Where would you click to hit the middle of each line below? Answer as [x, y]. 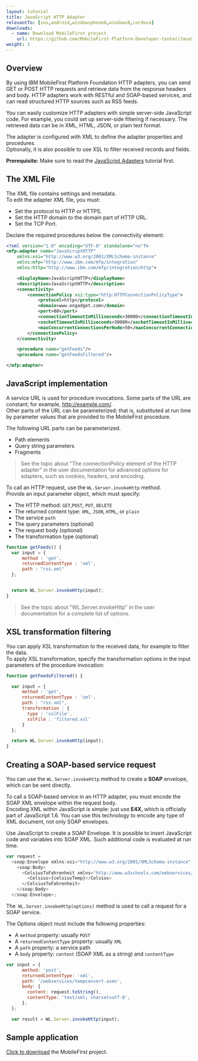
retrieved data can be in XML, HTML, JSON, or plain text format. [84, 125]
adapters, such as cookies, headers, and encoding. [83, 476]
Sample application [42, 1038]
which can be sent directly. [39, 785]
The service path [35, 518]
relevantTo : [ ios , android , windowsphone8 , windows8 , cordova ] [80, 22]
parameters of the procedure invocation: [55, 665]
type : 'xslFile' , [50, 714]
